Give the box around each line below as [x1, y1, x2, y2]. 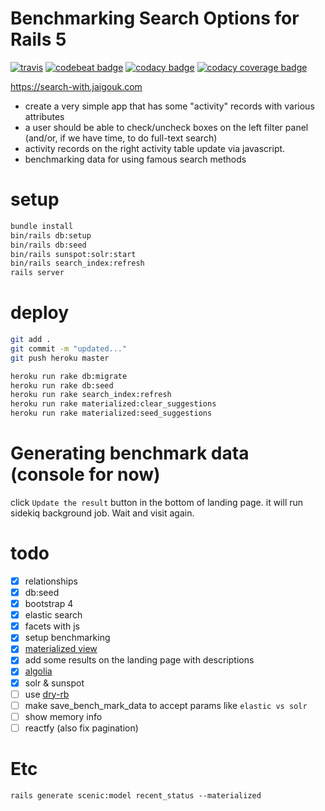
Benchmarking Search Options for [10, 7, 300, 30]
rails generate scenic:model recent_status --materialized [10, 790, 262, 801]
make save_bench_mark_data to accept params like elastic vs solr [24, 699, 308, 711]
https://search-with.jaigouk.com [10, 80, 143, 92]
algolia [24, 665, 53, 677]
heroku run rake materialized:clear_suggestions [10, 399, 217, 409]
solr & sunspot [24, 677, 85, 689]
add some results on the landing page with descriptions [24, 654, 255, 666]
